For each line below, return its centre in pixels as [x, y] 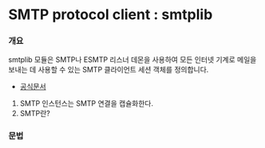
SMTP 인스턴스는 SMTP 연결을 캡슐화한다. [87, 103]
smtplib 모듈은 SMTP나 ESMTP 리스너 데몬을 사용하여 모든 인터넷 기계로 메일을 [132, 60]
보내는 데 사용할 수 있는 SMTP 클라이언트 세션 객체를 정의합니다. [109, 70]
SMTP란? [35, 114]
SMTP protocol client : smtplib [111, 15]
